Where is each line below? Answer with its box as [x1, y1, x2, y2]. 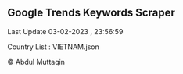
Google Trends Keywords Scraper [7, 6, 175, 19]
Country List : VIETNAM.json [7, 42, 99, 51]
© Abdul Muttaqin [7, 57, 66, 66]
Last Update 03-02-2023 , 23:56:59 [7, 26, 124, 36]
